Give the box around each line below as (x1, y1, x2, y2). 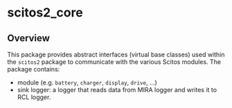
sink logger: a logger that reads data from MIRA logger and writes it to (17, 86, 217, 94)
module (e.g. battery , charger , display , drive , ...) (17, 78, 157, 87)
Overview (7, 32, 51, 44)
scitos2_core (7, 5, 83, 21)
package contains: (7, 65, 60, 73)
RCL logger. (17, 93, 51, 101)
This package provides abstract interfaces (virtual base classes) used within (7, 50, 225, 58)
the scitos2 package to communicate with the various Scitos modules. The (7, 58, 222, 66)
